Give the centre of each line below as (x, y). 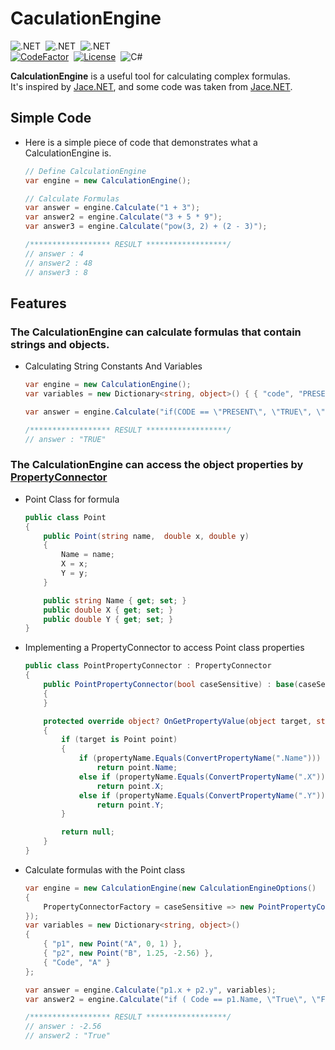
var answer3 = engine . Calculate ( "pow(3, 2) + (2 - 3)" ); (146, 227)
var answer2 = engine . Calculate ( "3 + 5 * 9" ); (123, 217)
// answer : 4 (54, 253)
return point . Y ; (130, 805)
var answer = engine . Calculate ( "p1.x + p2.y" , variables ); (150, 990)
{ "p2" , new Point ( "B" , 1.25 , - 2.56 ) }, (128, 953)
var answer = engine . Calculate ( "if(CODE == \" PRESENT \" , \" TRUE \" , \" (175, 412)
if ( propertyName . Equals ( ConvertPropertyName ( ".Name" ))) (200, 758)
